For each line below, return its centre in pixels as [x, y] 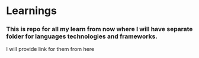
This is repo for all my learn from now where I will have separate [99, 29]
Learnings [32, 11]
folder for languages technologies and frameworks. [82, 36]
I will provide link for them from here [50, 49]
